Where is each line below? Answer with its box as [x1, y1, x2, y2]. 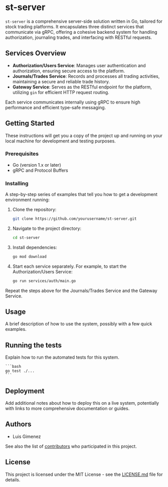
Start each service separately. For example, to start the [12, 263, 127, 269]
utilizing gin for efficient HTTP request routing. [12, 89, 110, 95]
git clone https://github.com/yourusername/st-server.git [12, 216, 137, 221]
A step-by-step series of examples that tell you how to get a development [5, 191, 157, 198]
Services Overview [5, 49, 66, 58]
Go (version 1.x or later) [12, 162, 61, 168]
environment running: [5, 197, 50, 203]
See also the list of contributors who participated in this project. [5, 443, 137, 449]
